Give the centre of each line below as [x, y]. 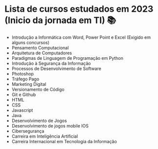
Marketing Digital [29, 84]
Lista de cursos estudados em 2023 [79, 9]
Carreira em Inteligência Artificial [45, 136]
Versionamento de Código [38, 89]
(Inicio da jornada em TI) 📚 [60, 20]
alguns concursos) [31, 42]
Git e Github [24, 95]
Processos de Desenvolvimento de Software [56, 68]
